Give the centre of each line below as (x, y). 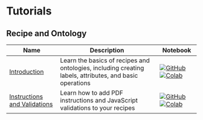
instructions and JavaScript (99, 100)
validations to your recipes (98, 108)
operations (75, 83)
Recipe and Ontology (47, 33)
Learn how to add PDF (92, 93)
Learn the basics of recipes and (105, 60)
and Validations (31, 104)
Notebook (177, 50)
